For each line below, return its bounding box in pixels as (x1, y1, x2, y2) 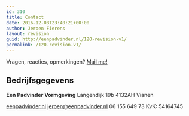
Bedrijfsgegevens (6, 76, 74, 86)
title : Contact (6, 14, 44, 20)
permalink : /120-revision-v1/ (6, 42, 82, 48)
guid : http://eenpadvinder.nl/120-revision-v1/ (6, 36, 127, 42)
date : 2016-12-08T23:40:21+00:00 (6, 20, 90, 26)
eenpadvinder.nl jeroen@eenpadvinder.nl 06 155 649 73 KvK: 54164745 (6, 102, 184, 110)
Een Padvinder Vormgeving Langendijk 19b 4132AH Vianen (6, 91, 154, 98)
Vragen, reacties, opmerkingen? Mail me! (6, 58, 108, 65)
